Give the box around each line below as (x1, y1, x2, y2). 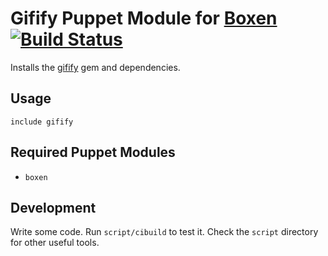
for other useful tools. (10, 237, 100, 249)
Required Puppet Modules (10, 144, 176, 161)
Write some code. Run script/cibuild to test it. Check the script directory (10, 226, 319, 238)
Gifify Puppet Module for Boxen (10, 7, 278, 30)
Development (10, 199, 97, 216)
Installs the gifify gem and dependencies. (10, 61, 181, 73)
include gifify (10, 117, 74, 127)
